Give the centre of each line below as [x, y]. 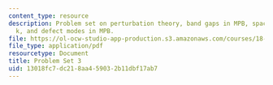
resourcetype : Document [49, 53]
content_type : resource [49, 16]
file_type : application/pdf [56, 46]
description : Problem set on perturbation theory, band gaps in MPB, [129, 23]
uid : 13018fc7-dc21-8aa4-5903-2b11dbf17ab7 [83, 69]
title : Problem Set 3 [45, 62]
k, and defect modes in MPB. [65, 31]
